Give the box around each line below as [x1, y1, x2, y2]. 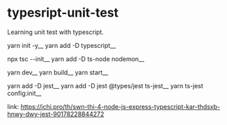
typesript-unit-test [7, 5, 119, 21]
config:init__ [7, 89, 42, 97]
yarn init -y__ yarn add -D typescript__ [7, 41, 116, 49]
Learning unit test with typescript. [7, 28, 104, 36]
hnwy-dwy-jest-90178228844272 [7, 110, 104, 118]
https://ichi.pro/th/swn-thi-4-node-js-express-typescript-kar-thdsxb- [20, 102, 221, 110]
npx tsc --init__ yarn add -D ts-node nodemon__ [7, 54, 145, 63]
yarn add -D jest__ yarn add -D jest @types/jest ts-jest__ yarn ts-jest [7, 81, 203, 90]
